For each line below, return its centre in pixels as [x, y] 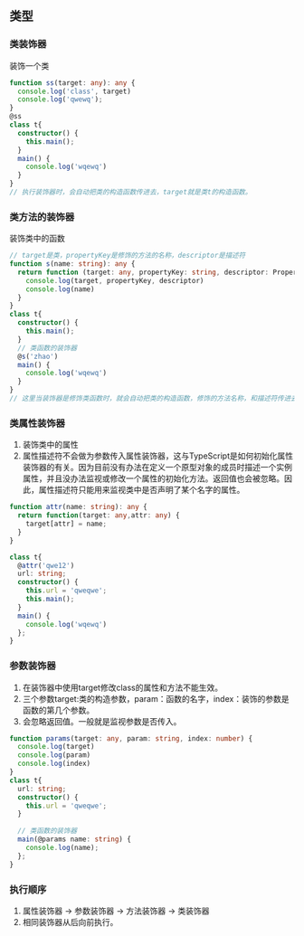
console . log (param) [54, 755]
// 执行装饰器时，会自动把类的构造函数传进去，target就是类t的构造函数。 [131, 193]
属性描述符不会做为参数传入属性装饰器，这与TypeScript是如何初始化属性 [158, 456]
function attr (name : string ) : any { [78, 507]
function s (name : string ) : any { [72, 264]
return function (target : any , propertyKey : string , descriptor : [143, 272]
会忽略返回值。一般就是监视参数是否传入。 [102, 721]
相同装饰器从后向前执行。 [70, 922]
